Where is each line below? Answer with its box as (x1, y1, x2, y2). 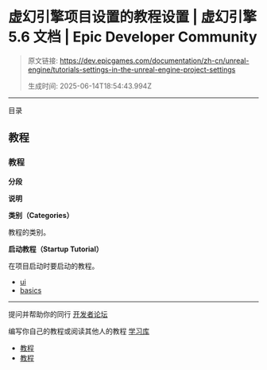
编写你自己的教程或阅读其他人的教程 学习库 (8, 326, 149, 336)
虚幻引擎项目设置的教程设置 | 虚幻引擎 (8, 8, 257, 26)
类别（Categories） (8, 210, 74, 220)
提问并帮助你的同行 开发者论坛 (8, 309, 108, 319)
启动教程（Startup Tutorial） (8, 244, 103, 254)
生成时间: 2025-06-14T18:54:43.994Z (27, 81, 153, 91)
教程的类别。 (8, 227, 50, 236)
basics (19, 285, 42, 295)
